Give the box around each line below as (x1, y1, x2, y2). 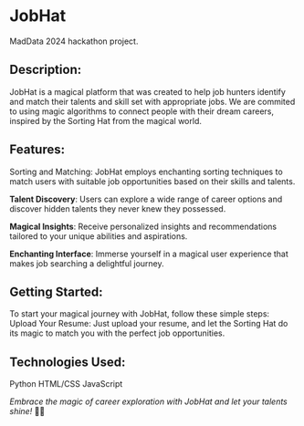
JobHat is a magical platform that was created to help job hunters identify (9, 86, 286, 97)
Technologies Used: (9, 354, 126, 369)
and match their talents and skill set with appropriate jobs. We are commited (9, 96, 296, 107)
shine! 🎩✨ (9, 406, 46, 417)
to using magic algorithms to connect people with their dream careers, (9, 106, 275, 117)
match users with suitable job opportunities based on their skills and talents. (9, 175, 296, 187)
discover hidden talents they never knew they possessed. (9, 203, 226, 214)
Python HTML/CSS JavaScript (9, 379, 123, 390)
